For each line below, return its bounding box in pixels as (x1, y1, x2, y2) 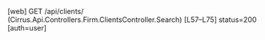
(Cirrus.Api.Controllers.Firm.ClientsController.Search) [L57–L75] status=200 (7, 15, 257, 24)
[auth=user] (7, 24, 47, 32)
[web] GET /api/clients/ (7, 7, 84, 16)
